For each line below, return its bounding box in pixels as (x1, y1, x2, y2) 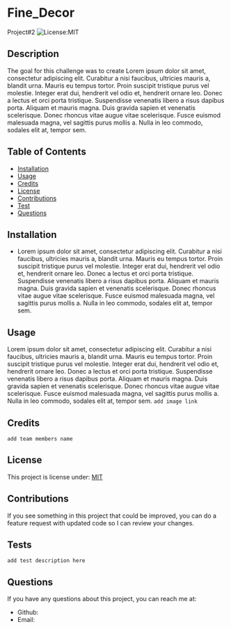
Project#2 (7, 28, 35, 36)
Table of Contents (7, 146, 87, 158)
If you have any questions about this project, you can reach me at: (7, 595, 197, 603)
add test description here (7, 557, 86, 564)
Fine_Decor (7, 5, 75, 21)
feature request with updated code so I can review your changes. (7, 518, 195, 527)
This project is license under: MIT (7, 472, 103, 481)
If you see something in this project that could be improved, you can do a (7, 511, 217, 520)
